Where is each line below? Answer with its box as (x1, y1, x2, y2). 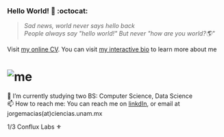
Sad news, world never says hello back (23, 22, 135, 30)
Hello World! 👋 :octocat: (7, 6, 88, 16)
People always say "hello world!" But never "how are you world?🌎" (23, 29, 215, 38)
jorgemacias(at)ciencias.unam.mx (7, 110, 103, 118)
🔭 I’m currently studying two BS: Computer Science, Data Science (7, 92, 193, 100)
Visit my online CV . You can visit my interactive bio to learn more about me (7, 45, 217, 53)
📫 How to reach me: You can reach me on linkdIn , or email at (7, 99, 180, 108)
